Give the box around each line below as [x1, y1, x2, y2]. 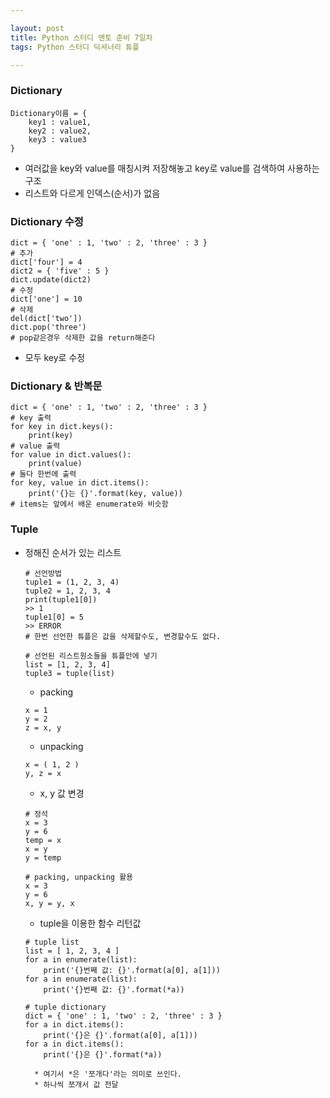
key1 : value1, [28, 117, 92, 127]
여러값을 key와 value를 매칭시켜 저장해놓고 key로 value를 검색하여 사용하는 [24, 162, 320, 174]
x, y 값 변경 [39, 787, 85, 799]
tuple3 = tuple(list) [24, 668, 115, 678]
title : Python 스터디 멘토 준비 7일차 [10, 32, 153, 43]
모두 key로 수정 [24, 351, 86, 363]
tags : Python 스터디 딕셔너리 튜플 [10, 42, 140, 52]
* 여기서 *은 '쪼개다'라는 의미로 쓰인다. [34, 1069, 182, 1079]
